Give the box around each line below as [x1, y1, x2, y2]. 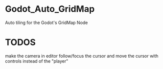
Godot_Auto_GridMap [5, 3, 95, 15]
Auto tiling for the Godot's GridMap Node [5, 20, 88, 25]
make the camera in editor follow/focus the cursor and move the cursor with [5, 53, 159, 59]
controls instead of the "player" [5, 58, 69, 64]
